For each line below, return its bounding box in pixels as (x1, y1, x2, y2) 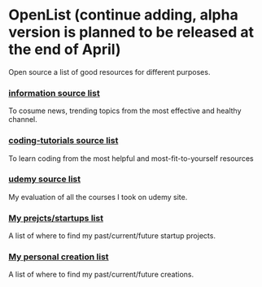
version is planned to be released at (8, 23, 255, 41)
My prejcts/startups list (8, 212, 104, 224)
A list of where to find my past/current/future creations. (8, 270, 194, 280)
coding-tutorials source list (8, 135, 119, 146)
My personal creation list (8, 251, 109, 263)
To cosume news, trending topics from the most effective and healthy (8, 106, 242, 115)
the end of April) (8, 41, 121, 59)
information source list (8, 87, 100, 98)
